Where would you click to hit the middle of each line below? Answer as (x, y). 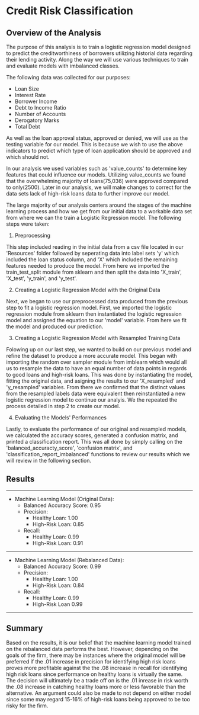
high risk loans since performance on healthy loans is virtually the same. (94, 674)
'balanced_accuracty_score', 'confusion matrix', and (69, 448)
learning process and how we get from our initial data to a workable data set (99, 211)
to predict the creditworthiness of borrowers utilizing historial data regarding (99, 53)
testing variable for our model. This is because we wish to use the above (94, 144)
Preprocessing (33, 235)
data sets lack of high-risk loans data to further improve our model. (88, 193)
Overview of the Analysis (54, 33)
